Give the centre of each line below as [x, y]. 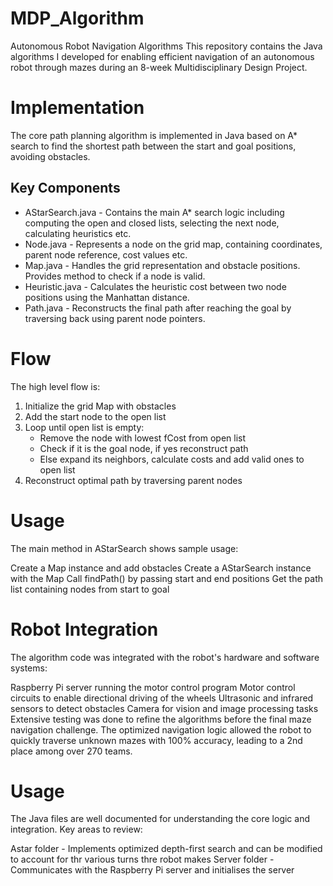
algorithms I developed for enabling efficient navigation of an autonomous [162, 56]
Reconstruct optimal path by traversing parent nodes [133, 480]
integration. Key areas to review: [76, 829]
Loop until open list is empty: [84, 427]
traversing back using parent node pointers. [115, 318]
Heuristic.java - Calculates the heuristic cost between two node [155, 286]
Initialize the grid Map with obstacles [100, 406]
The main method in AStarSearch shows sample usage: [124, 548]
